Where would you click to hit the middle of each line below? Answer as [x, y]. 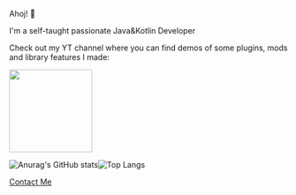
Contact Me [30, 182]
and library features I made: [60, 57]
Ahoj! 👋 [22, 14]
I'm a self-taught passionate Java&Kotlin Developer [102, 30]
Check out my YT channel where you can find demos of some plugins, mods [148, 48]
